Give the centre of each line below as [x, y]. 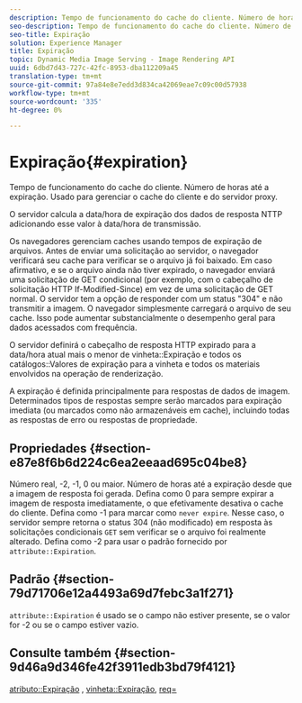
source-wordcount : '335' [56, 101]
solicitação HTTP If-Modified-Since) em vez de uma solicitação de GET [142, 289]
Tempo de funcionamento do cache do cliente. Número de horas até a [139, 187]
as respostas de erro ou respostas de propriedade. [103, 420]
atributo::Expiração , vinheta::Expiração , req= [93, 689]
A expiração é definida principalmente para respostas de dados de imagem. [150, 391]
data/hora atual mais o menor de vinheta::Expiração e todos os [125, 355]
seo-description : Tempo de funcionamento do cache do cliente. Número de [151, 26]
